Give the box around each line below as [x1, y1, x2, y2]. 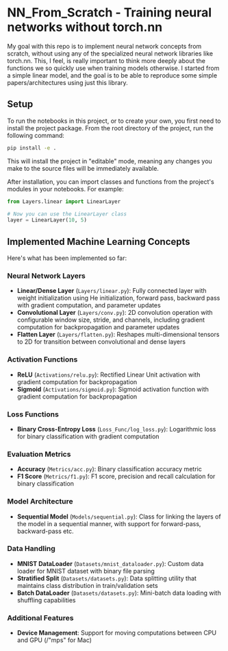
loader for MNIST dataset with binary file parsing [16, 567, 155, 575]
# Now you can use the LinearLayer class [7, 211, 127, 217]
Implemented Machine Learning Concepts [7, 235, 190, 248]
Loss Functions [7, 410, 60, 419]
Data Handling [7, 544, 56, 554]
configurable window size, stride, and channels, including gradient [16, 316, 205, 324]
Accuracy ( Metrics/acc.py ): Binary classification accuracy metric [16, 465, 202, 473]
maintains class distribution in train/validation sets [16, 581, 159, 589]
